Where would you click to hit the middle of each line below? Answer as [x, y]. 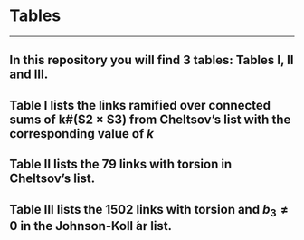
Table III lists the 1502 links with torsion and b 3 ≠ [149, 210]
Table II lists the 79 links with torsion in [121, 164]
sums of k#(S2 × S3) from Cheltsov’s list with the [150, 119]
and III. [29, 75]
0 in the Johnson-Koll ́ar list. [91, 226]
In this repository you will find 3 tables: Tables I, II [152, 60]
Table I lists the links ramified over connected [140, 105]
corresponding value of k [81, 134]
